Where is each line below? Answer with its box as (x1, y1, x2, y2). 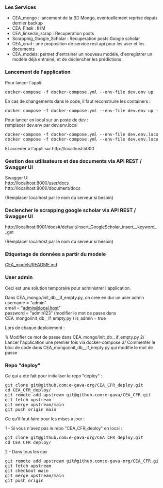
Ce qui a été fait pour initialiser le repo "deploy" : (5, 373, 102, 379)
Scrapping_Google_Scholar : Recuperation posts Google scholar (12, 36, 140, 41)
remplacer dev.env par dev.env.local (5, 122, 78, 128)
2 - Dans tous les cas (5, 449, 48, 455)
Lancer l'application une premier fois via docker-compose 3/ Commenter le (5, 339, 156, 345)
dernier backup (12, 20, 43, 26)
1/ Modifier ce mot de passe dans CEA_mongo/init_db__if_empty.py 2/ (5, 334, 145, 340)
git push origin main (5, 407, 57, 412)
